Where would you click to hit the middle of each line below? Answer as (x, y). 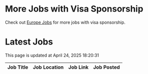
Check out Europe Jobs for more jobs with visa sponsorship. (65, 22)
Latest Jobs (29, 42)
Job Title (18, 67)
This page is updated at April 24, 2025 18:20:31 (52, 55)
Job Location (48, 67)
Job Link (78, 67)
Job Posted (106, 67)
